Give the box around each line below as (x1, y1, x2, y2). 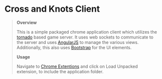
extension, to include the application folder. (16, 68, 103, 74)
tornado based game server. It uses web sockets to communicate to (16, 34, 154, 40)
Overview (16, 20, 37, 25)
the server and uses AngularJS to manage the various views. (16, 39, 139, 45)
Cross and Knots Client (4, 3, 100, 15)
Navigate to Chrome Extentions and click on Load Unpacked (16, 63, 138, 69)
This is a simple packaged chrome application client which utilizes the (16, 29, 157, 35)
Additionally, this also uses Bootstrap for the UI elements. (16, 44, 132, 50)
